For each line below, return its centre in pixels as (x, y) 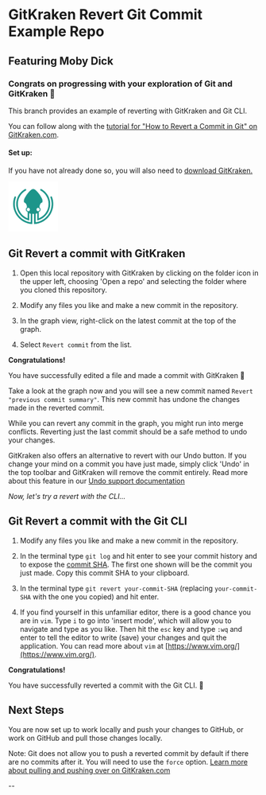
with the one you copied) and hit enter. (96, 596)
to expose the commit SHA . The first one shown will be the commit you (136, 564)
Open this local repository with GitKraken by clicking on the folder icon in (139, 273)
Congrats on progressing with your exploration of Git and (120, 84)
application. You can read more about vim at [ (94, 645)
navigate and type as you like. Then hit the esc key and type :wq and (131, 629)
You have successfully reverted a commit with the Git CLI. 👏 (106, 685)
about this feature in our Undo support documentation (96, 481)
